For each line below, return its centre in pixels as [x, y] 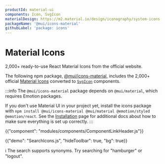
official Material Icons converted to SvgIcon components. [63, 81]
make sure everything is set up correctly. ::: [49, 121]
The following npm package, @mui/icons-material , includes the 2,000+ [78, 76]
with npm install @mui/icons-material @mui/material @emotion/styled [78, 111]
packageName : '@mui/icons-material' [43, 24]
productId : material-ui [30, 10]
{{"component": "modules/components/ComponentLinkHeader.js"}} [75, 131]
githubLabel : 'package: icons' [37, 28]
